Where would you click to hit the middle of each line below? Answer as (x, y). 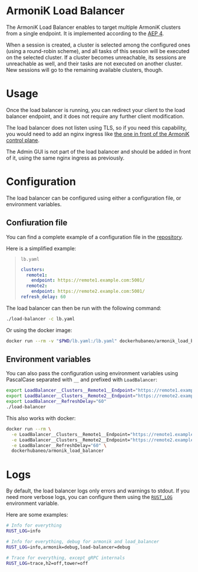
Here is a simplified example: (41, 248)
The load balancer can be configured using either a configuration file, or (94, 198)
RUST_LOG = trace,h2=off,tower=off (47, 563)
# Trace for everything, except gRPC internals (66, 558)
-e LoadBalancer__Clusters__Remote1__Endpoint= (71, 434)
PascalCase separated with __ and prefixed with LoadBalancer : (82, 380)
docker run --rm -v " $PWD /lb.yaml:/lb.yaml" (62, 341)
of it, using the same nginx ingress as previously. (65, 158)
